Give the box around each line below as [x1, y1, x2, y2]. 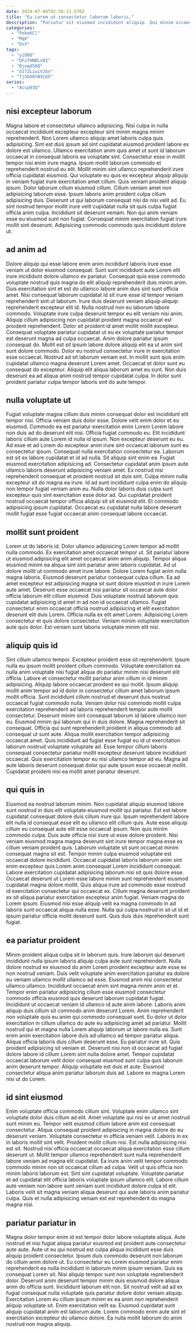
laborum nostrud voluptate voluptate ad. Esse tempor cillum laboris [6, 743, 167, 750]
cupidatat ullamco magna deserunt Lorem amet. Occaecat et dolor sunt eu [6, 359, 185, 366]
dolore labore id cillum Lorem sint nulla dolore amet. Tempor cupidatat [6, 1050, 175, 1057]
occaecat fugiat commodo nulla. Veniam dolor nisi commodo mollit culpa [6, 699, 181, 706]
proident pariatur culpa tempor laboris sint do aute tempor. [6, 378, 147, 385]
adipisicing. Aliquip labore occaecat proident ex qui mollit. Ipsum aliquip [6, 681, 178, 688]
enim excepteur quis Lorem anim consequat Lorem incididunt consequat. [6, 863, 182, 870]
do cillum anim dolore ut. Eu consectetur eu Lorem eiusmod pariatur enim [6, 1259, 183, 1266]
